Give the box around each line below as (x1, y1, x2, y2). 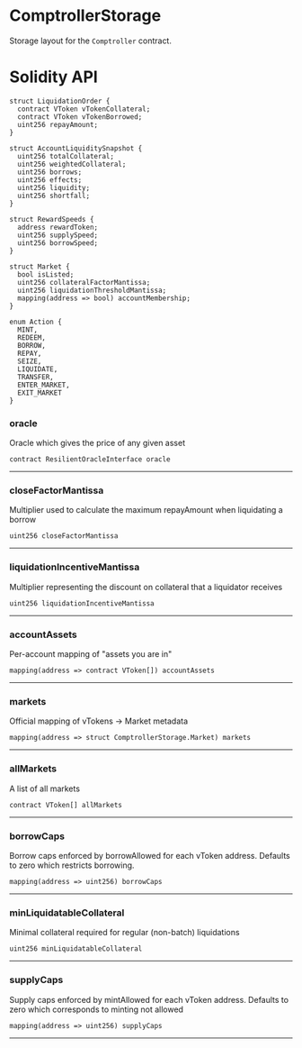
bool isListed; (17, 269, 75, 279)
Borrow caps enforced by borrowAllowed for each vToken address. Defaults (9, 850, 290, 861)
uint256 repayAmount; (17, 120, 99, 129)
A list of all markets (9, 783, 81, 794)
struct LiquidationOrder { (9, 96, 111, 105)
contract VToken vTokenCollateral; (17, 105, 151, 114)
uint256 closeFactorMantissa (9, 532, 119, 541)
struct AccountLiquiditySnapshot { (9, 143, 143, 153)
